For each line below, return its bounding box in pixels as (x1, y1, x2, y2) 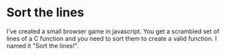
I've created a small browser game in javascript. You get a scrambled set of (6, 27, 220, 35)
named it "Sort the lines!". (6, 41, 79, 50)
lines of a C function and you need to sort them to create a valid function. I (6, 34, 217, 42)
